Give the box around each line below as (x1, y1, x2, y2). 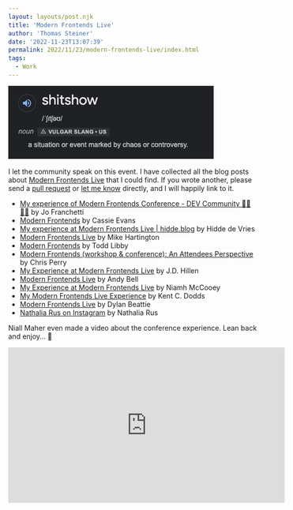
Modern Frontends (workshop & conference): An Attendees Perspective (19, 249, 254, 258)
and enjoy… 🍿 (8, 332, 53, 341)
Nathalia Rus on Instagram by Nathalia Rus (19, 308, 159, 317)
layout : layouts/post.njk (8, 13, 93, 21)
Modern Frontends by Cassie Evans (19, 216, 136, 225)
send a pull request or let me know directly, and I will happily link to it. (8, 183, 235, 193)
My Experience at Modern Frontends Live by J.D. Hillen (19, 265, 199, 276)
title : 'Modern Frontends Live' (8, 21, 115, 29)
